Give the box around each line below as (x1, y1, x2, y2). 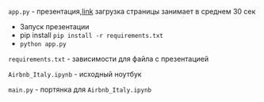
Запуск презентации (19, 22, 90, 31)
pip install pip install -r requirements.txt (19, 31, 164, 40)
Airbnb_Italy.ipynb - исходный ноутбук (8, 70, 142, 78)
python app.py (19, 40, 67, 48)
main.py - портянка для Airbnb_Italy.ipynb (8, 85, 152, 94)
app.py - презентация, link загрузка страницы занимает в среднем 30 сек (8, 7, 256, 16)
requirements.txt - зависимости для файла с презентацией (8, 55, 209, 63)
